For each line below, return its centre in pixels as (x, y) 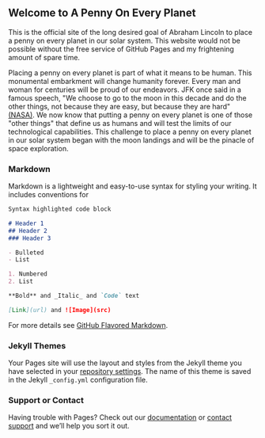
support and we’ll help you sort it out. (69, 426)
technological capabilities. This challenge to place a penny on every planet (130, 131)
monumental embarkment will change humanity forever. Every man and (125, 81)
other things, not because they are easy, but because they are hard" (119, 106)
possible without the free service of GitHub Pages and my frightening (121, 49)
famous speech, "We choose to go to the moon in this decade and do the (127, 97)
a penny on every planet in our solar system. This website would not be (125, 40)
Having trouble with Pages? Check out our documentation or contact (120, 417)
